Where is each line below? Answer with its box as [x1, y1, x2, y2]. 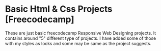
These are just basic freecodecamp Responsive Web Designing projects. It [5, 30, 156, 36]
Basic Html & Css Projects [5, 3, 113, 15]
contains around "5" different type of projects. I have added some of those [5, 35, 156, 41]
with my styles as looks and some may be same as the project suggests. [5, 40, 152, 46]
